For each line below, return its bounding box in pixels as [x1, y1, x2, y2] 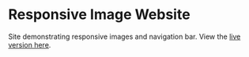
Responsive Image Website [8, 6, 191, 24]
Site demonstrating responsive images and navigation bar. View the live [8, 32, 241, 41]
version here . [8, 40, 51, 49]
